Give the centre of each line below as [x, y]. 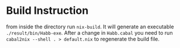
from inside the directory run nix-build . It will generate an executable [90, 27]
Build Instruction [47, 11]
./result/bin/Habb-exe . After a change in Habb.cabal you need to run [89, 32]
